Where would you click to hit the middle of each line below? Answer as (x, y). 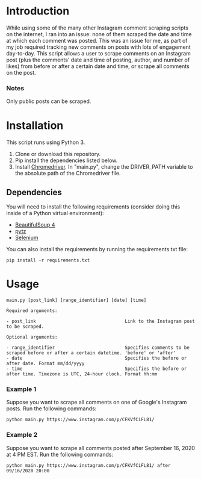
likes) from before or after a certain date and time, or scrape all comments (98, 66)
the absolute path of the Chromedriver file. (68, 174)
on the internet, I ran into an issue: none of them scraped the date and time (99, 34)
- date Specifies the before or (97, 358)
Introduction (38, 11)
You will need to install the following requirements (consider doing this (93, 207)
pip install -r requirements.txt (48, 260)
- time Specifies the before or (97, 369)
